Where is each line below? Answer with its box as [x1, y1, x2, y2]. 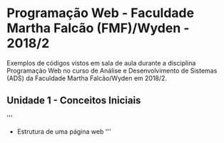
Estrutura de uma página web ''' [16, 127, 111, 136]
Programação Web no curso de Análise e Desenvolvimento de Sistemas [6, 66, 218, 75]
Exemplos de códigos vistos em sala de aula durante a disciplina [6, 58, 196, 67]
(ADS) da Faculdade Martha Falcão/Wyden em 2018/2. [6, 73, 168, 83]
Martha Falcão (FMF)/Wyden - [6, 20, 190, 36]
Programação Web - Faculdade [6, 5, 194, 21]
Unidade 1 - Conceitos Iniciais [6, 95, 141, 107]
